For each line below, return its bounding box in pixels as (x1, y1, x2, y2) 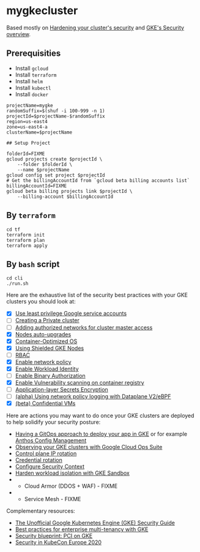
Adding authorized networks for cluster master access (15, 323, 153, 331)
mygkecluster (6, 4, 78, 18)
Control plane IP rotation (15, 450, 77, 457)
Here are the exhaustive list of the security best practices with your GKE (6, 292, 188, 299)
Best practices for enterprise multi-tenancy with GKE (15, 526, 149, 533)
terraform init (6, 232, 45, 238)
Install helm (15, 77, 43, 85)
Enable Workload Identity (15, 365, 79, 372)
